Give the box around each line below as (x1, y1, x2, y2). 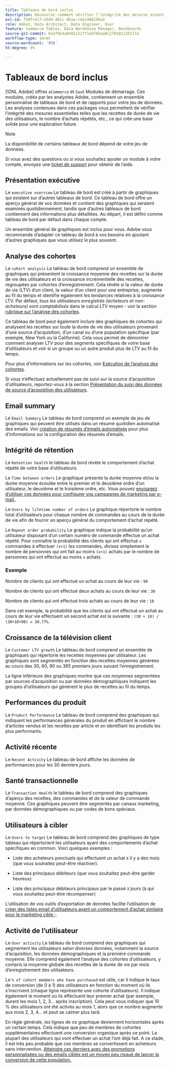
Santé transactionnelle (5, 776, 78, 785)
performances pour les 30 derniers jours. (5, 761, 91, 768)
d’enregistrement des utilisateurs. (5, 967, 75, 973)
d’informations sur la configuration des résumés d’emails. (5, 431, 125, 437)
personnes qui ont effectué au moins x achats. (5, 554, 102, 560)
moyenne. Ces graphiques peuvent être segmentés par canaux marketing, (5, 800, 160, 807)
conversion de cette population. (5, 1056, 72, 1063)
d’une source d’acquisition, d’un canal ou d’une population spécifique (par (5, 329, 159, 336)
